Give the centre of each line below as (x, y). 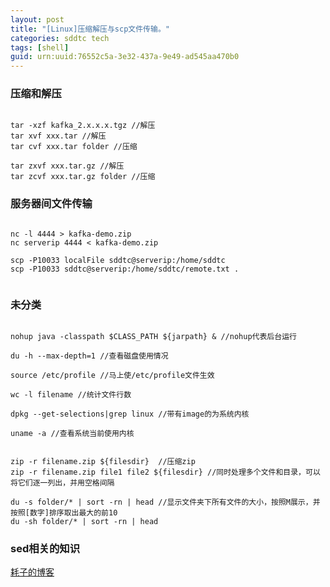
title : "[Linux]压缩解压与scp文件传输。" (90, 29)
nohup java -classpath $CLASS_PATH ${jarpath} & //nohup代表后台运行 (153, 337)
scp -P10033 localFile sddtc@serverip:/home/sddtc (118, 260)
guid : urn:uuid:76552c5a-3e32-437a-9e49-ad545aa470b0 (125, 57)
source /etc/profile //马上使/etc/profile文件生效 (112, 376)
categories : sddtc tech (60, 38)
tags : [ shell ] (40, 47)
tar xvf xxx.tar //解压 (58, 136)
